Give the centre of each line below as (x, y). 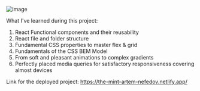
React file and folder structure (52, 38)
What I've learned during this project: (52, 21)
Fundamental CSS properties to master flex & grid (76, 45)
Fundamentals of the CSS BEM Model (61, 51)
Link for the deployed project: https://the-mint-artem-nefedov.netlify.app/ (97, 81)
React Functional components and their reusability (77, 32)
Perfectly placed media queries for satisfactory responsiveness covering (104, 64)
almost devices (34, 70)
